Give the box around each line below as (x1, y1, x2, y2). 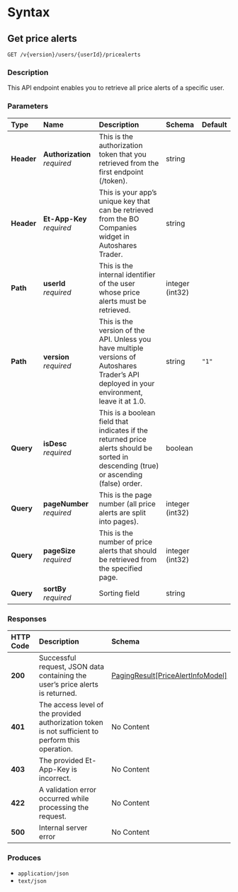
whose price (98, 287, 140, 297)
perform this (38, 735, 80, 745)
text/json (17, 878, 47, 885)
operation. (38, 744, 73, 754)
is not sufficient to (38, 726, 99, 736)
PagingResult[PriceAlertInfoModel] (110, 670, 227, 680)
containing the (38, 670, 87, 680)
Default (201, 120, 227, 130)
